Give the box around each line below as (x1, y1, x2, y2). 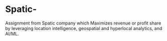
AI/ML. (5, 30, 19, 36)
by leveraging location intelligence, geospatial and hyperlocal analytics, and (5, 25, 162, 31)
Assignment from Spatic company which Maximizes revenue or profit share (5, 20, 161, 26)
